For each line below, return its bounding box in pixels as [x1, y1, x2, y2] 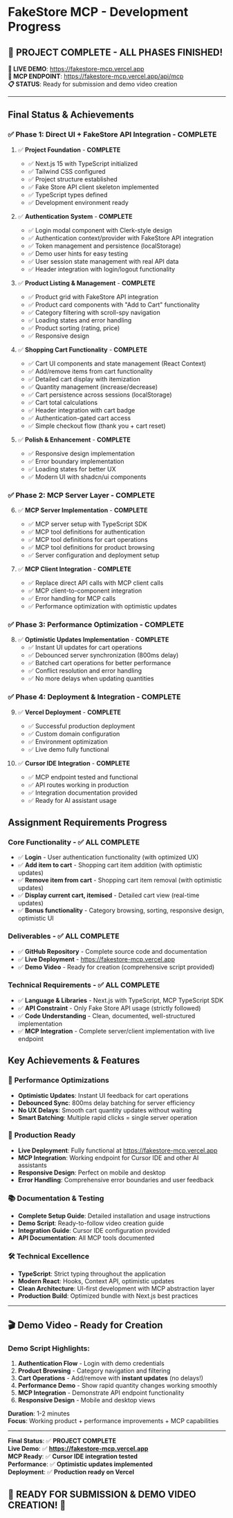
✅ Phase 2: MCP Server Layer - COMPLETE [8, 490, 155, 500]
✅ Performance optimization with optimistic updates [28, 602, 177, 610]
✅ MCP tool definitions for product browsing [28, 543, 155, 551]
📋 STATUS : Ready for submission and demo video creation [8, 80, 178, 88]
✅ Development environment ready [28, 198, 129, 206]
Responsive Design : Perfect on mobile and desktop [17, 1168, 166, 1177]
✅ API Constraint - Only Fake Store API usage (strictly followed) [17, 1004, 201, 1012]
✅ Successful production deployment [28, 721, 136, 730]
